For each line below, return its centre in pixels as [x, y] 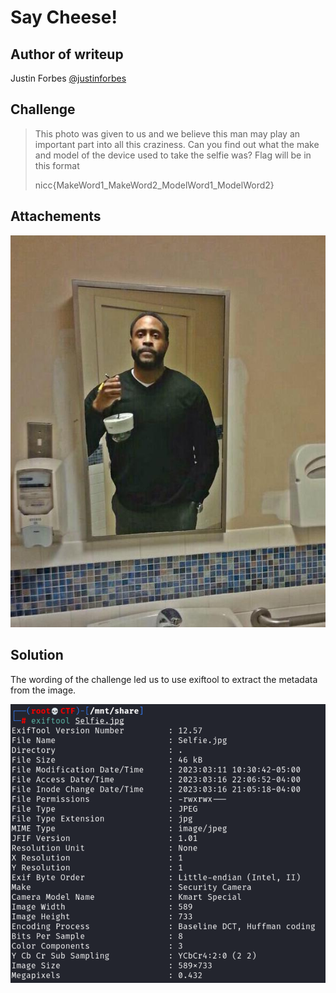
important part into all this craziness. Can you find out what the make [177, 144]
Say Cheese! [64, 17]
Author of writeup [67, 54]
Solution [37, 655]
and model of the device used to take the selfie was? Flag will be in [173, 155]
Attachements [56, 216]
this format [57, 165]
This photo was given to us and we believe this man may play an [167, 133]
